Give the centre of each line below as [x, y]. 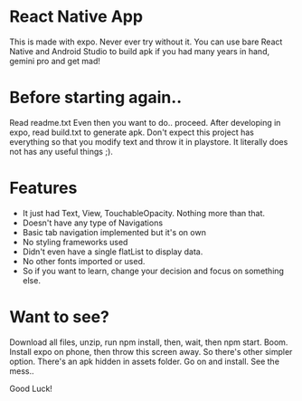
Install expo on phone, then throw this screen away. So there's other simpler [151, 351]
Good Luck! [31, 388]
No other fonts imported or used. [84, 261]
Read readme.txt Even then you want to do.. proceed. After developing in [145, 122]
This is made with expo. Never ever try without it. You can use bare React [146, 42]
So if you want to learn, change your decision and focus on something [153, 271]
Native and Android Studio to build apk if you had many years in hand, [139, 51]
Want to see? [60, 317]
